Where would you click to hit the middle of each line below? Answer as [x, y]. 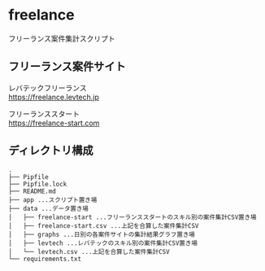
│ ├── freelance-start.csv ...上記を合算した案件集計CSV [104, 225]
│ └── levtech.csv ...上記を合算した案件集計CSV [89, 251]
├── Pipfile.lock [38, 184]
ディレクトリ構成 [51, 151]
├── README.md [33, 191]
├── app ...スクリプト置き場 [53, 200]
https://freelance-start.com [54, 123]
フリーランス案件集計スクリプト [62, 38]
